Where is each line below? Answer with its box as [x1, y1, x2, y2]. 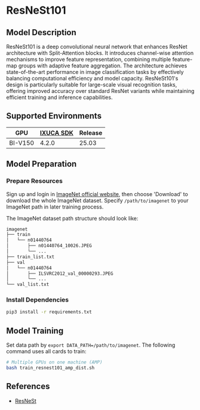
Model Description [6, 27, 76, 38]
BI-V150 [9, 138, 35, 147]
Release [79, 129, 103, 137]
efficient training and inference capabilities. [6, 94, 113, 101]
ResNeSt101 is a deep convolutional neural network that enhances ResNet [6, 43, 187, 50]
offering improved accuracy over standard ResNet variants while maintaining [6, 88, 195, 94]
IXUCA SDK [39, 129, 73, 137]
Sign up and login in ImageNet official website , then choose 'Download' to [6, 190, 188, 197]
